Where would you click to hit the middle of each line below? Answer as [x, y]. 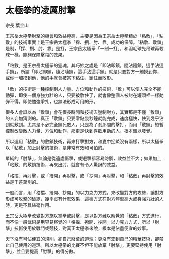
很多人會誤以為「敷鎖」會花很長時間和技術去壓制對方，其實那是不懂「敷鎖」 [84, 112]
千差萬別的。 [27, 182]
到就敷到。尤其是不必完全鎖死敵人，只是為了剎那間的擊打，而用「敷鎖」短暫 [84, 124]
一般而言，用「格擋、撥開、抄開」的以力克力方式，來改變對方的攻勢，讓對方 [84, 192]
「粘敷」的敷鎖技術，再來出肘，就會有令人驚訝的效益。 [62, 164]
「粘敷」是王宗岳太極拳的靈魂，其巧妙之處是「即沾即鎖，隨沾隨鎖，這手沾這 [84, 65]
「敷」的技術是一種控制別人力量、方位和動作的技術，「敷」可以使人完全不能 [83, 89]
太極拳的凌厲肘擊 [41, 10]
